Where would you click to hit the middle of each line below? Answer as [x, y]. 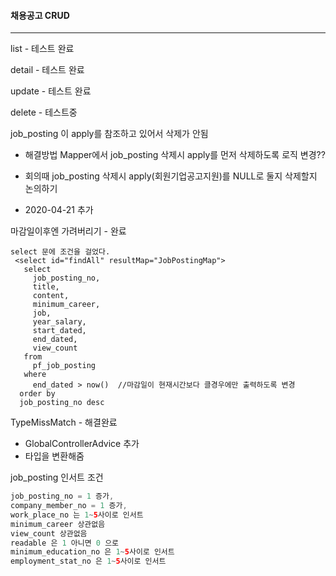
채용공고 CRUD [40, 15]
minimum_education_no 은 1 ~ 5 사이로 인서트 [92, 552]
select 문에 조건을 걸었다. [60, 252]
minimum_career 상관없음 [58, 524]
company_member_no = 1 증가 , [69, 506]
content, [51, 296]
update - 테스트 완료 [51, 91]
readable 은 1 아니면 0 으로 [65, 543]
